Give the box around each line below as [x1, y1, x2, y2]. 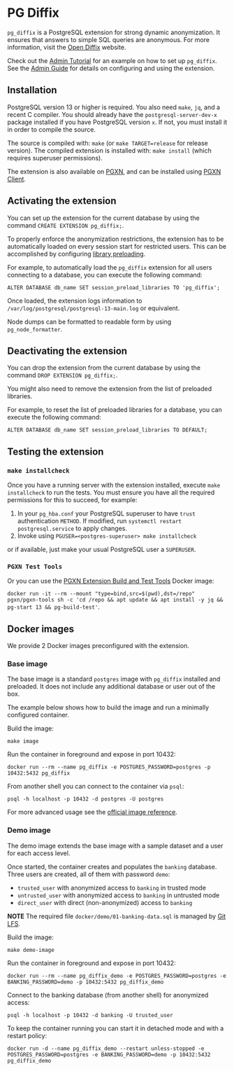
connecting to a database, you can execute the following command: [7, 270, 203, 279]
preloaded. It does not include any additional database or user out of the [7, 682, 216, 691]
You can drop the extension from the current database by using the [7, 364, 201, 372]
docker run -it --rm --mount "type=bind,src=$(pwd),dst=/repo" [7, 590, 196, 597]
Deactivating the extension [7, 345, 128, 357]
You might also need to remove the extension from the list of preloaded [7, 385, 212, 393]
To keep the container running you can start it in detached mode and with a [7, 1024, 224, 1032]
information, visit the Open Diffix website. [7, 43, 126, 51]
